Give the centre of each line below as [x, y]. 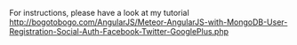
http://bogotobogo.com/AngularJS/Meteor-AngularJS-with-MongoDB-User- [148, 22]
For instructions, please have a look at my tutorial [99, 13]
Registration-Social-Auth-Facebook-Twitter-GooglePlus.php [119, 31]
